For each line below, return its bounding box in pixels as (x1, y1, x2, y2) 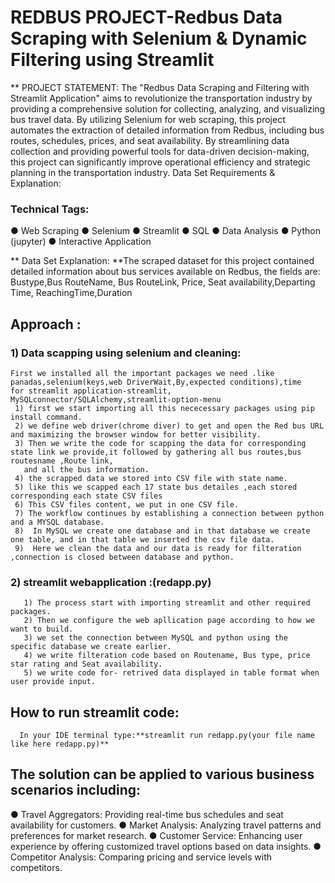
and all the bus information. (23, 464, 150, 475)
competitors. (10, 861, 63, 873)
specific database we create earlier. (10, 642, 172, 652)
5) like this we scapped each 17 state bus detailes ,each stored (14, 482, 298, 492)
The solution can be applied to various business (10, 766, 315, 783)
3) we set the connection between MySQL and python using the (23, 633, 288, 643)
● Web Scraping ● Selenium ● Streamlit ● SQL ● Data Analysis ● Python (10, 225, 321, 237)
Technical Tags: (10, 202, 90, 216)
